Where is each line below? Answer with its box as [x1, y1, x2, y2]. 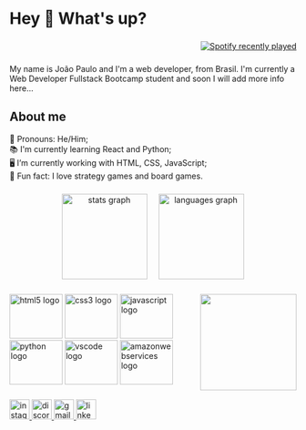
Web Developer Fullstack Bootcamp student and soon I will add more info [9, 73, 285, 85]
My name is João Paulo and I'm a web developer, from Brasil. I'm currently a [9, 64, 296, 75]
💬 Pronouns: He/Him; [9, 133, 88, 144]
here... [9, 83, 34, 94]
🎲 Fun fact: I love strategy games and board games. [9, 170, 203, 181]
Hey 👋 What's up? [9, 8, 148, 29]
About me [9, 109, 66, 125]
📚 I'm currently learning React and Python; [9, 143, 172, 154]
